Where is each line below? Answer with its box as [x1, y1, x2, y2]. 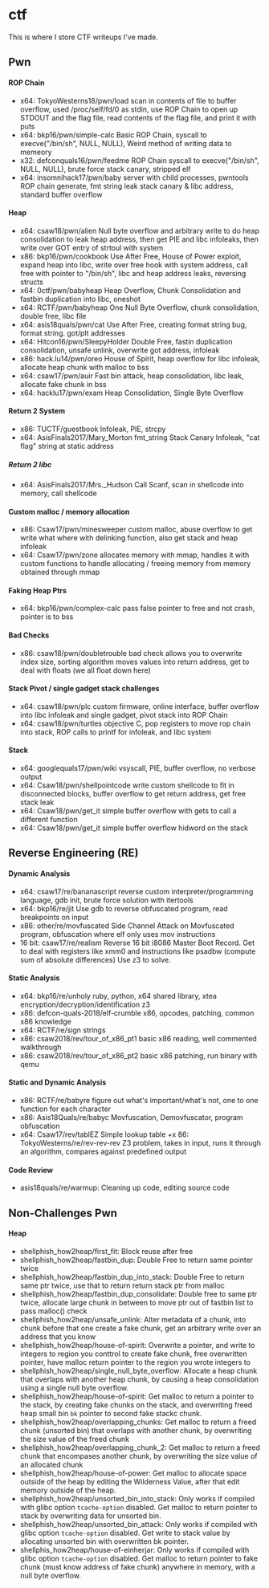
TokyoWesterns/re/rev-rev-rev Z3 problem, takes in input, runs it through [19, 1138, 262, 1147]
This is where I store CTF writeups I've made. [8, 32, 158, 42]
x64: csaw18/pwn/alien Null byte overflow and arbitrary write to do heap [19, 226, 259, 235]
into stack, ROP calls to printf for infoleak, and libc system [19, 727, 212, 736]
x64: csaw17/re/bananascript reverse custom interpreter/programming [19, 886, 254, 896]
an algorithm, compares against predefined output [19, 1146, 187, 1156]
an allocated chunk [19, 1460, 84, 1469]
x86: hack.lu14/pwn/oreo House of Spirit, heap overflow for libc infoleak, [19, 353, 261, 363]
